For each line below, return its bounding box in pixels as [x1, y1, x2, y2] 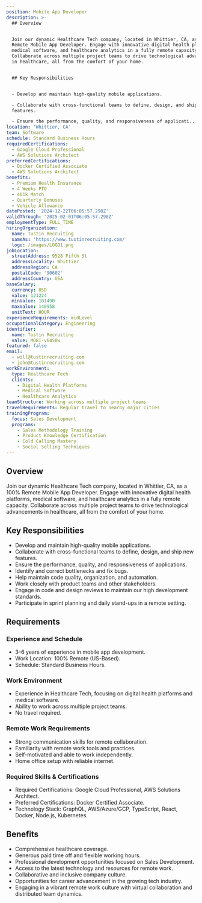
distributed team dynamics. [14, 890, 83, 897]
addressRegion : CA [11, 264, 58, 270]
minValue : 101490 [11, 298, 55, 304]
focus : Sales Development [11, 416, 77, 422]
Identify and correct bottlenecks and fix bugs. [14, 567, 129, 574]
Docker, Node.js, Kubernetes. [14, 812, 88, 819]
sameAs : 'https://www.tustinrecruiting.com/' [11, 236, 128, 242]
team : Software [6, 130, 44, 136]
